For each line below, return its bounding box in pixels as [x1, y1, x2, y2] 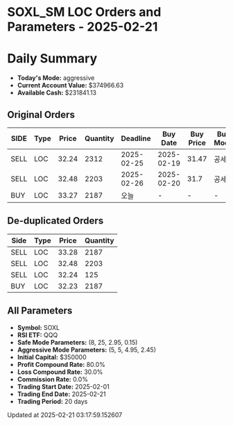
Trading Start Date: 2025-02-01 [17, 382, 110, 391]
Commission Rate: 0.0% [17, 375, 89, 383]
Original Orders [7, 108, 75, 120]
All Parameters [7, 305, 73, 317]
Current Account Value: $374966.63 [17, 81, 124, 90]
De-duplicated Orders [7, 215, 104, 227]
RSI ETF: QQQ [17, 331, 58, 339]
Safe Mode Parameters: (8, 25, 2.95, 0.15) [17, 338, 138, 346]
